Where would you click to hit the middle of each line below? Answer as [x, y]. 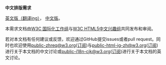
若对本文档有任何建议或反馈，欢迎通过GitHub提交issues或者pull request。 [81, 39]
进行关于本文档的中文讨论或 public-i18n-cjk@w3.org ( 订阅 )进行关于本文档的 [81, 51]
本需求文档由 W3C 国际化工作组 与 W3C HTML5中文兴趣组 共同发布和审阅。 [81, 29]
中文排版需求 [18, 8]
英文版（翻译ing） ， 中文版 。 [34, 18]
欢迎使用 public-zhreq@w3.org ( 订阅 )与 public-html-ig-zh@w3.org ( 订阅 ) [86, 45]
